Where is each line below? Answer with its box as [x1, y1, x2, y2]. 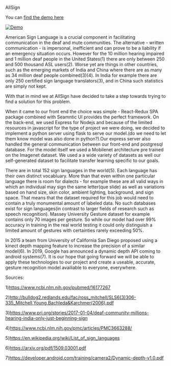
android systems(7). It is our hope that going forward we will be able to [5, 254, 154, 259]
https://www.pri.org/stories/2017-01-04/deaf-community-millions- [9, 310, 149, 316]
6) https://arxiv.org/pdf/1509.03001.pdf [5, 345, 87, 351]
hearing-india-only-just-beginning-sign [5, 315, 88, 321]
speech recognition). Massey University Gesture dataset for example [5, 211, 150, 217]
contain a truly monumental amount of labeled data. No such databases [5, 200, 156, 206]
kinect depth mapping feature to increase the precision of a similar [5, 243, 145, 249]
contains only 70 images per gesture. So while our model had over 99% [5, 216, 156, 222]
